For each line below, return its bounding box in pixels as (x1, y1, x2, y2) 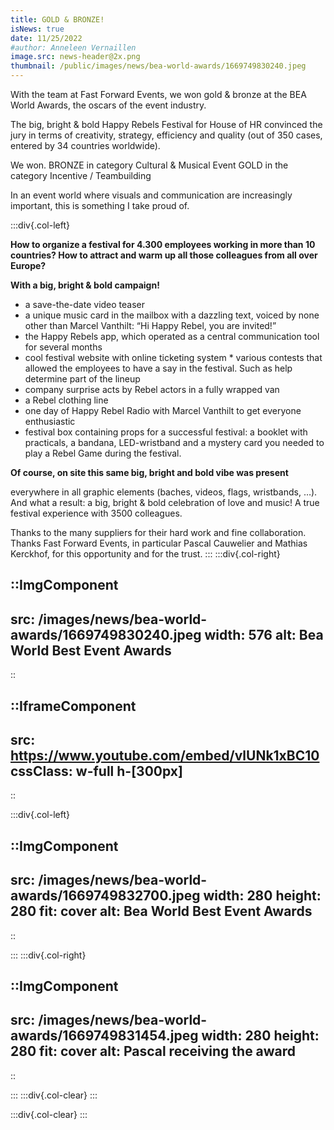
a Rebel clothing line (24, 394, 109, 406)
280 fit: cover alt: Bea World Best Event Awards (10, 903, 313, 920)
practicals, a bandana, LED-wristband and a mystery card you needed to (24, 437, 325, 448)
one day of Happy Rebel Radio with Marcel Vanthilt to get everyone (24, 405, 302, 416)
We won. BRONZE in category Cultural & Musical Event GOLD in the (10, 159, 289, 171)
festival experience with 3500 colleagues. (10, 507, 183, 519)
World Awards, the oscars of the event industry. (10, 99, 207, 111)
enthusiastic (24, 416, 76, 427)
